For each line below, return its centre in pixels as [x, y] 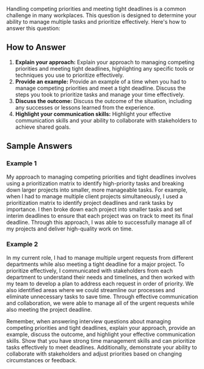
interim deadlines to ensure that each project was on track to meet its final [100, 215]
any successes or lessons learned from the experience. [85, 107]
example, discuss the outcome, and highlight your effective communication [101, 334]
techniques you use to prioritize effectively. [69, 75]
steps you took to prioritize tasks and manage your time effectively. [100, 95]
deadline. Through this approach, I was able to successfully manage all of [99, 222]
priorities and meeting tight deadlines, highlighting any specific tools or [104, 68]
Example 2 [22, 245]
